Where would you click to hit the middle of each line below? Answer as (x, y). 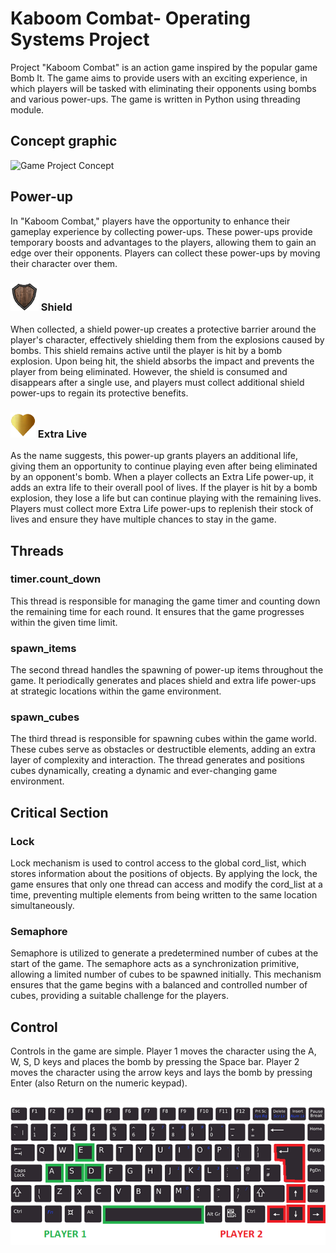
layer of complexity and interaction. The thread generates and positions (157, 760)
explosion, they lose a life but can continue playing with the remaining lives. (166, 498)
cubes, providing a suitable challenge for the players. (119, 996)
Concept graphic (64, 141)
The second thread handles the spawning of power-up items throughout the (167, 670)
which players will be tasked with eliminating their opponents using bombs (163, 88)
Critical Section (59, 812)
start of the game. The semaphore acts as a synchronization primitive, (155, 964)
